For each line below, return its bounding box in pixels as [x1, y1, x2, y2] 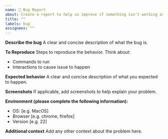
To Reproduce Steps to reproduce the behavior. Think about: [5, 49, 131, 55]
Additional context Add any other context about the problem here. [5, 128, 142, 135]
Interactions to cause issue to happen [12, 64, 90, 70]
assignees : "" [5, 26, 35, 31]
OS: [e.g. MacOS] [12, 108, 49, 114]
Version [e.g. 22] [12, 119, 47, 125]
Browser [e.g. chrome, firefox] [12, 113, 75, 120]
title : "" [5, 16, 26, 21]
